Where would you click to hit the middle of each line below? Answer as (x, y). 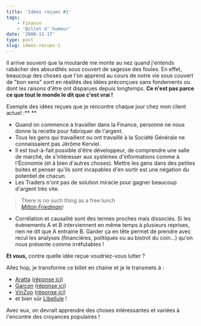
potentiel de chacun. (40, 176)
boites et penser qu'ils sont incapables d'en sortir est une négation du (102, 169)
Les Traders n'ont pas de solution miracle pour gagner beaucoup (96, 182)
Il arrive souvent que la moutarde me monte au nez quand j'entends (90, 62)
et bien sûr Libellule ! (41, 298)
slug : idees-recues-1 (33, 46)
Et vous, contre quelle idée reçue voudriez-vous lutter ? (76, 256)
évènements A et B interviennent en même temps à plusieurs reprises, (102, 225)
